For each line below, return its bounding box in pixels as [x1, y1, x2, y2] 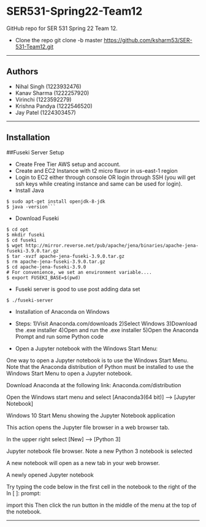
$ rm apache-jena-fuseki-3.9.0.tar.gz [6, 259, 105, 265]
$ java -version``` [6, 203, 56, 210]
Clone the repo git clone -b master [15, 36, 103, 44]
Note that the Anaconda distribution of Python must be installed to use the [6, 363, 194, 370]
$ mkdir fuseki [6, 232, 45, 238]
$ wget [6, 242, 23, 249]
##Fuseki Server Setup [6, 148, 64, 156]
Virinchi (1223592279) [15, 96, 72, 103]
